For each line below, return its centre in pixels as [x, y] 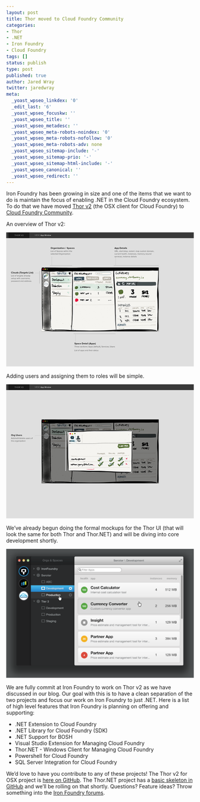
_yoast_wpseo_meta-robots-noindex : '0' [61, 132]
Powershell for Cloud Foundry [51, 756]
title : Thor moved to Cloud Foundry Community [65, 19]
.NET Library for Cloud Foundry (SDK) [61, 730]
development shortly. [32, 541]
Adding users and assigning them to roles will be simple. [75, 376]
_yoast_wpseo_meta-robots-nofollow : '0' [62, 138]
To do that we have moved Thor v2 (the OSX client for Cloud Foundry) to [95, 206]
